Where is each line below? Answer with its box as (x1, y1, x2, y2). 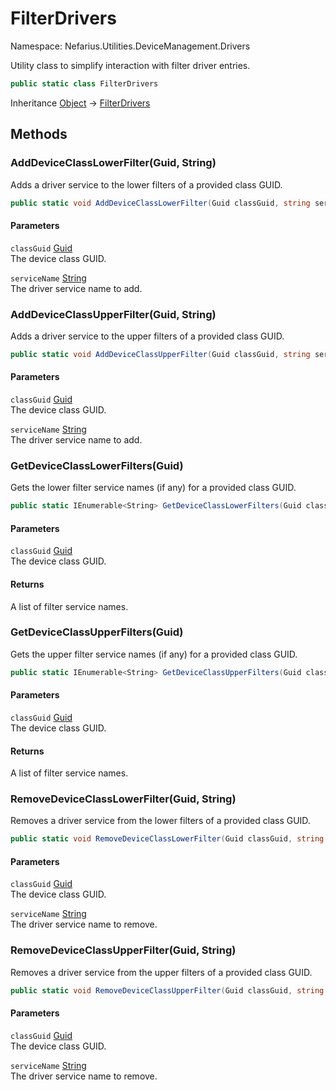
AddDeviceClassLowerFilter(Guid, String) (10, 156, 217, 170)
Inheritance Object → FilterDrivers (10, 97, 151, 109)
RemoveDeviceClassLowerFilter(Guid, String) (10, 792, 237, 806)
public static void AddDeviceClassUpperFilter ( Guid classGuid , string (10, 349, 311, 359)
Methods (10, 126, 68, 143)
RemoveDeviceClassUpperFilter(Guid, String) (10, 943, 237, 957)
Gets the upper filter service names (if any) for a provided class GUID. (10, 648, 298, 660)
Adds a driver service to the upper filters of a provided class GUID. (10, 330, 285, 342)
